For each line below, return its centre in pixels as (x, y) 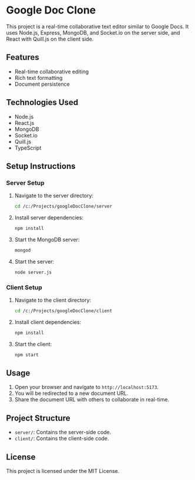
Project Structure (38, 418)
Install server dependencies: (49, 218)
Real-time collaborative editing (52, 72)
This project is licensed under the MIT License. (63, 471)
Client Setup (24, 287)
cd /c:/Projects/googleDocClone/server (63, 207)
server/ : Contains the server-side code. (63, 432)
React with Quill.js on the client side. (50, 39)
